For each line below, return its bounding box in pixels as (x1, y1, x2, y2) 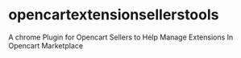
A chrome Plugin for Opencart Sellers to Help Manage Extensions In (8, 32, 234, 42)
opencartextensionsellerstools (8, 6, 219, 24)
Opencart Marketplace (8, 40, 83, 50)
